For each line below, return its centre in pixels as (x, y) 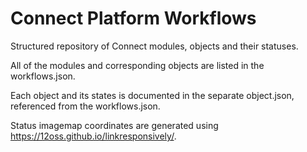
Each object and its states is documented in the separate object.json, (152, 95)
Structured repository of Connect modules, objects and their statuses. (154, 46)
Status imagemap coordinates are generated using (114, 125)
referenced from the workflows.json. (85, 106)
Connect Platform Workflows (133, 18)
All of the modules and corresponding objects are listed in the (137, 65)
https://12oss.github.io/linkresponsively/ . (93, 136)
